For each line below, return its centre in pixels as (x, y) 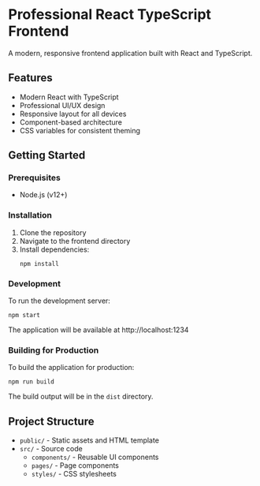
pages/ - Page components (75, 465)
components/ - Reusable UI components (95, 457)
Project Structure (51, 421)
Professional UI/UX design (62, 105)
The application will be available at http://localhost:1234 (98, 330)
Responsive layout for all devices (73, 114)
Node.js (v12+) (43, 195)
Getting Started (47, 155)
